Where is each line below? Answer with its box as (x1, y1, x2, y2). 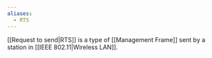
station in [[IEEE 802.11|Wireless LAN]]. (7, 43, 118, 51)
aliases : (7, 10, 33, 17)
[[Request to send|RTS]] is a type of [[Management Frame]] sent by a (7, 35, 206, 43)
